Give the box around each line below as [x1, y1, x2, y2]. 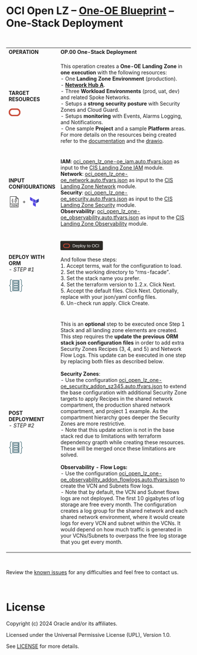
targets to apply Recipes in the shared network [60, 395, 173, 402]
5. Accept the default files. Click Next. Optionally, [60, 287, 179, 294]
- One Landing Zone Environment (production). [60, 75, 178, 82]
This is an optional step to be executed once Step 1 [60, 320, 185, 327]
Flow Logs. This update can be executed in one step [60, 352, 186, 359]
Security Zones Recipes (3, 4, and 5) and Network [60, 345, 182, 352]
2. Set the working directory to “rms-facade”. [60, 268, 171, 276]
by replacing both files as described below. [60, 357, 164, 364]
